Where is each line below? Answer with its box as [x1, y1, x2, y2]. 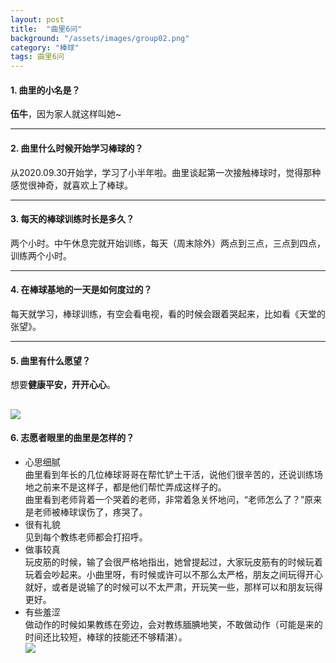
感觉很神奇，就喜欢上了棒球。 [10, 179, 133, 191]
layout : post [10, 14, 65, 25]
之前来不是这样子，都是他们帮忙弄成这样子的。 [33, 481, 227, 493]
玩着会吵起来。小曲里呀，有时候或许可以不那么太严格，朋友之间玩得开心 [24, 568, 323, 580]
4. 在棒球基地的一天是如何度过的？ [10, 284, 153, 296]
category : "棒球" [10, 42, 80, 53]
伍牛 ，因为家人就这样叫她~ [10, 108, 122, 120]
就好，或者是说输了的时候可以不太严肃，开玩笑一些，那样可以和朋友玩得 [24, 581, 323, 593]
